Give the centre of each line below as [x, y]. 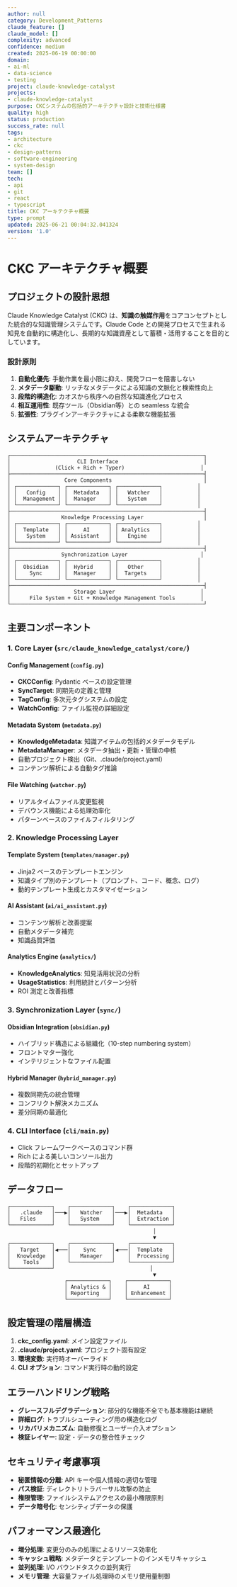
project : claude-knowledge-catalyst [61, 86]
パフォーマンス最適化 [54, 1531]
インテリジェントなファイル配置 [64, 1061]
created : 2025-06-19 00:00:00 [52, 54]
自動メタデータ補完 [46, 931]
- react [19, 198]
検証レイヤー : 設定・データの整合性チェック [81, 1437]
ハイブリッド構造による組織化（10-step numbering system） [106, 1044]
